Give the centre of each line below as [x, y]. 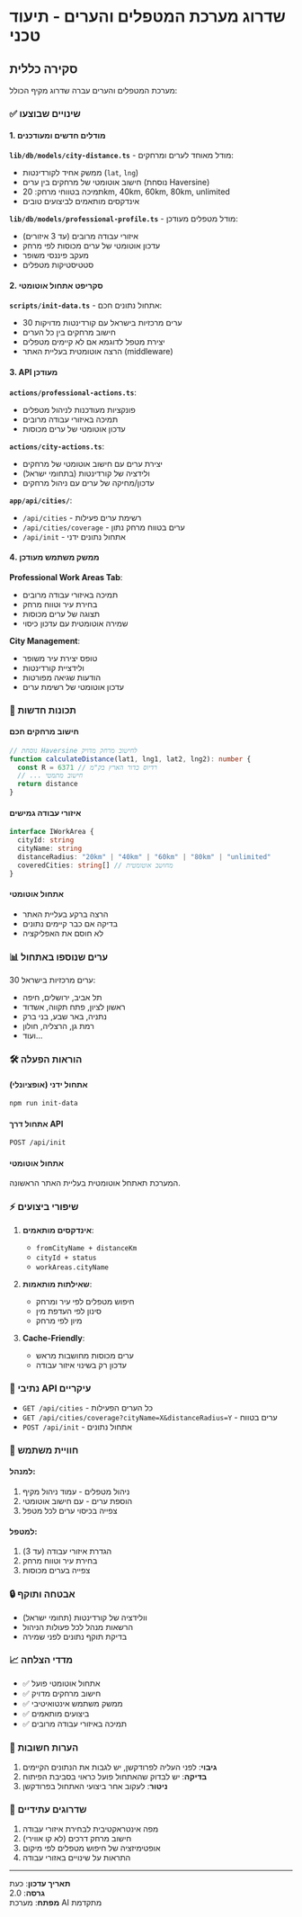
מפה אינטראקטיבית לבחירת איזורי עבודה [90, 1829]
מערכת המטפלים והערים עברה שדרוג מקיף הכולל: [93, 90]
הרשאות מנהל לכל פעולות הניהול [77, 1626]
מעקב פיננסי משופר [56, 255]
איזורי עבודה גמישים [45, 812]
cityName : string [50, 849]
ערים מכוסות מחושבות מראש [85, 1355]
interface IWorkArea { [52, 832]
